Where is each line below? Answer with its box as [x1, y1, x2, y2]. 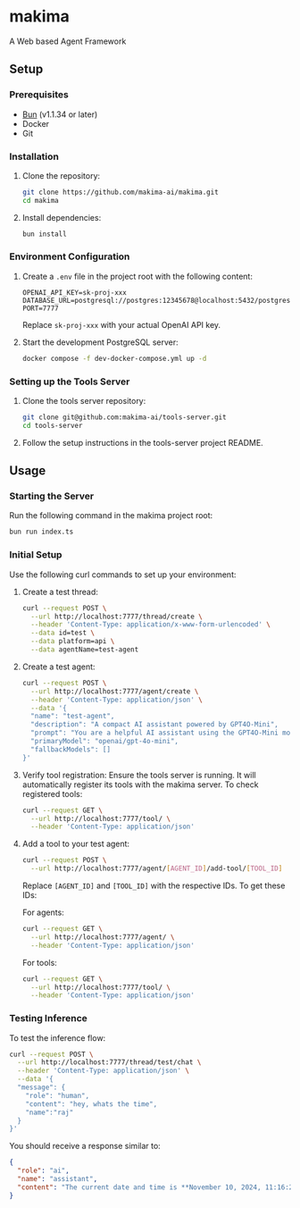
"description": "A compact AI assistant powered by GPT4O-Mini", [30, 720, 279, 729]
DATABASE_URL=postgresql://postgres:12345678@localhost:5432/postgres [21, 296, 291, 305]
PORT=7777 [21, 304, 60, 313]
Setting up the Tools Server [9, 375, 130, 388]
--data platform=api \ [30, 637, 115, 646]
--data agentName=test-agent [30, 645, 139, 654]
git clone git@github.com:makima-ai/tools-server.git [21, 413, 227, 422]
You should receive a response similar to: [9, 1141, 161, 1152]
